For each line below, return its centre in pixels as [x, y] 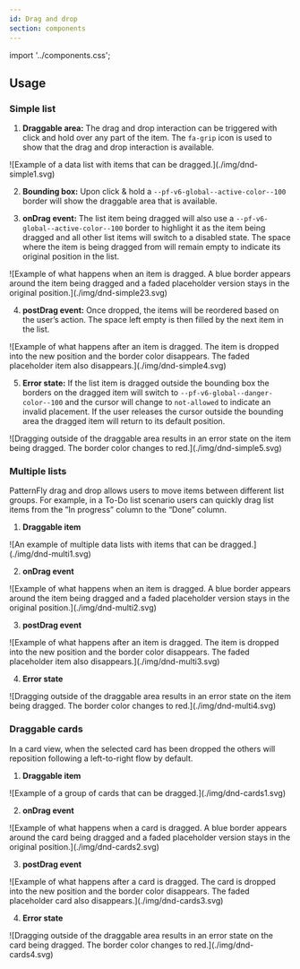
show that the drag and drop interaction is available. [118, 147]
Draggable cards [46, 729]
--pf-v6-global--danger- [227, 394]
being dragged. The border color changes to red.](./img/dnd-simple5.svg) [146, 448]
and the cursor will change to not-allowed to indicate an [168, 402]
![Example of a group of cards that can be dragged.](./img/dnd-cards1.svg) [148, 792]
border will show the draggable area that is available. [120, 201]
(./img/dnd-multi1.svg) [50, 554]
